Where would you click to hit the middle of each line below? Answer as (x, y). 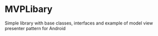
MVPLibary (29, 9)
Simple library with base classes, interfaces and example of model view (79, 23)
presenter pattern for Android (35, 28)
